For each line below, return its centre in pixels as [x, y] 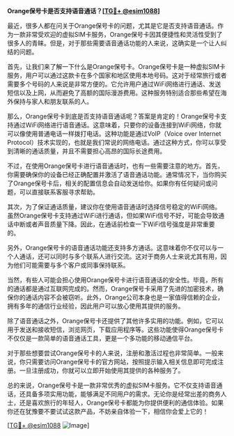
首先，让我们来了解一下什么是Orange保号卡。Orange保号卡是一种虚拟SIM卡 [117, 67]
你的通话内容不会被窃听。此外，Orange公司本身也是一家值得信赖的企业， [118, 297]
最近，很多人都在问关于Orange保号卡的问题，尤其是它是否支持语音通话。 [112, 26]
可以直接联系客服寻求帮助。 [59, 192]
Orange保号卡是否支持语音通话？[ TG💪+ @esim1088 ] [84, 11]
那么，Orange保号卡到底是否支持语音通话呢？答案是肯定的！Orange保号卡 [114, 116]
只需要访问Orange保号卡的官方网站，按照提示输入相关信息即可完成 [122, 362]
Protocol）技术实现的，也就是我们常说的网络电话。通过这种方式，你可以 [111, 142]
